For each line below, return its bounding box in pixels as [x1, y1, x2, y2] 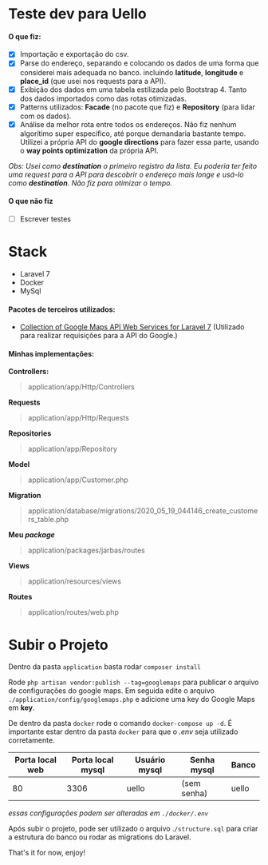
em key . [8, 703, 35, 712]
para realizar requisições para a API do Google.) [19, 331, 178, 341]
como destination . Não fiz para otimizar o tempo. [8, 177, 173, 188]
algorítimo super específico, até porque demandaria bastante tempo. [19, 129, 246, 138]
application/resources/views [27, 576, 122, 586]
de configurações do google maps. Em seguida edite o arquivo [8, 686, 215, 696]
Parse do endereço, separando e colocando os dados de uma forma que [19, 58, 259, 68]
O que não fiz [8, 197, 53, 206]
